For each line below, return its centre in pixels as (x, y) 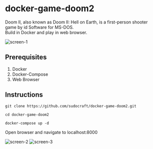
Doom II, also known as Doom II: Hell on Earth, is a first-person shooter (76, 22)
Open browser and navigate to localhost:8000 (51, 132)
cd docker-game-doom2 (27, 115)
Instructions (24, 95)
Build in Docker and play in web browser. (46, 32)
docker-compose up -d (27, 123)
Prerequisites (26, 57)
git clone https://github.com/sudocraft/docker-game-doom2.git (71, 106)
